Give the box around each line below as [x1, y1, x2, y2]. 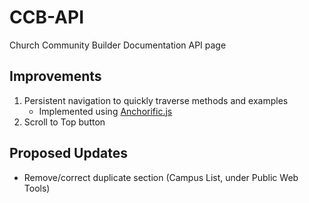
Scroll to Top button [23, 116, 106, 128]
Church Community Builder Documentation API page [9, 39, 227, 51]
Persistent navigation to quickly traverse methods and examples [23, 94, 289, 106]
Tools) [23, 182, 51, 194]
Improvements [9, 68, 102, 85]
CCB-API [9, 6, 85, 29]
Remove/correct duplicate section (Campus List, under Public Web [23, 171, 299, 183]
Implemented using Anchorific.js [38, 105, 173, 117]
